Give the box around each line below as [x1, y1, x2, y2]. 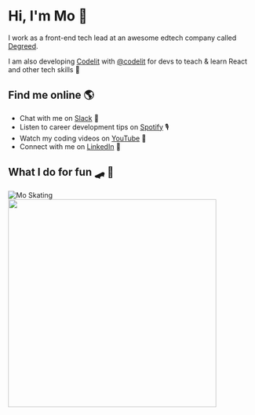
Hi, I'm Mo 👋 [8, 7, 88, 25]
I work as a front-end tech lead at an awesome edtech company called [8, 33, 237, 42]
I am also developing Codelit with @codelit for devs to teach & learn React [8, 56, 248, 66]
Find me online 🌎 [8, 89, 95, 102]
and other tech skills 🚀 [8, 64, 80, 74]
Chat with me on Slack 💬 [19, 113, 100, 122]
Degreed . [8, 41, 38, 50]
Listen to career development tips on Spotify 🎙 [19, 122, 169, 132]
